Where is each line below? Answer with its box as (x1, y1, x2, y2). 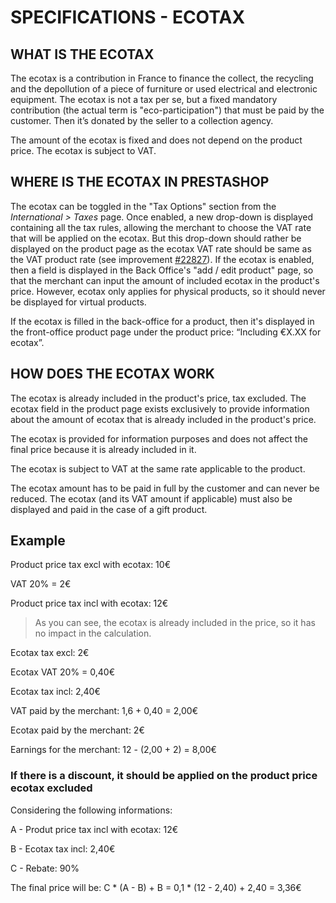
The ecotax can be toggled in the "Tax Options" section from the (10, 200, 277, 212)
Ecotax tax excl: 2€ (10, 647, 90, 659)
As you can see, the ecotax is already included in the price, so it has (34, 617, 316, 629)
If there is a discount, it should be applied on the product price (10, 769, 318, 783)
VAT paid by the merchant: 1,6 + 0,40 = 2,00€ (10, 705, 199, 717)
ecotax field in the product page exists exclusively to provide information (10, 402, 310, 415)
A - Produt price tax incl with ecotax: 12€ (10, 823, 179, 835)
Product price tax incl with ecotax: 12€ (10, 597, 169, 610)
